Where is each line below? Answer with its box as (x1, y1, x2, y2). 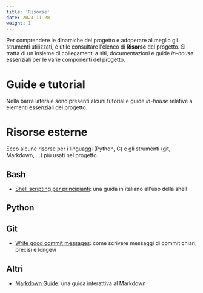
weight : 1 (6, 20, 32, 26)
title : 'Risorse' (6, 8, 50, 15)
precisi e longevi (15, 246, 56, 254)
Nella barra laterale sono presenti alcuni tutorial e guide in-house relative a (6, 98, 193, 105)
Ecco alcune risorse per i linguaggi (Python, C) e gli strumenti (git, (6, 145, 171, 152)
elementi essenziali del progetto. (6, 104, 88, 111)
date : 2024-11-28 (6, 15, 50, 21)
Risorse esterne (6, 125, 88, 139)
